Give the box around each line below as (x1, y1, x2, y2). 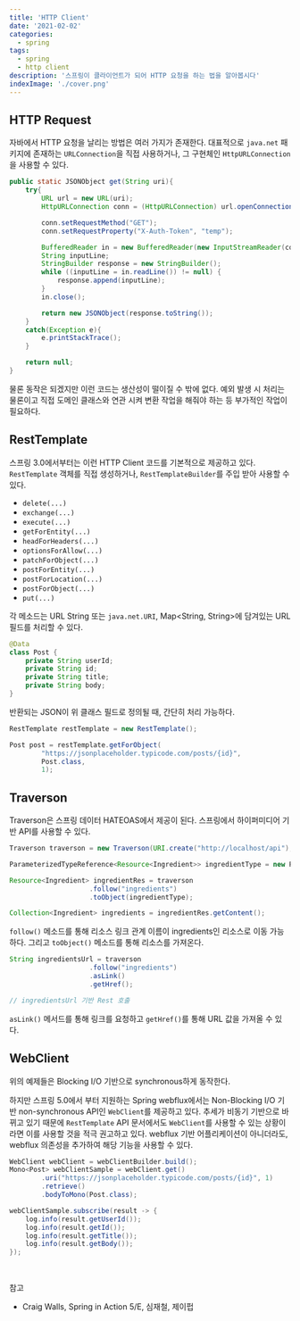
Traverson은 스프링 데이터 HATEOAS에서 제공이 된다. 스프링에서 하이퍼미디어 (9, 815, 281, 826)
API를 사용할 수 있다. (18, 827, 91, 837)
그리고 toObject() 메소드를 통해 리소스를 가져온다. (28, 937, 204, 948)
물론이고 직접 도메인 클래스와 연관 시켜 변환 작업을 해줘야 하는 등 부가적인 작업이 (9, 395, 288, 405)
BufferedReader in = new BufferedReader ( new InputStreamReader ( (41, 243, 286, 252)
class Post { (9, 648, 58, 657)
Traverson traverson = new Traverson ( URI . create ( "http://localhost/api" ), (9, 844, 294, 853)
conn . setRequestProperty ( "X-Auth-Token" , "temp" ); (41, 227, 234, 236)
